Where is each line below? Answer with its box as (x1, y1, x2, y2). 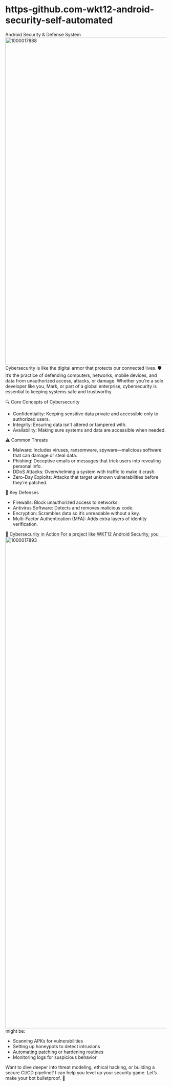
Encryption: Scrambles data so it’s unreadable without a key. (12, 510, 140, 516)
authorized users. (12, 416, 50, 422)
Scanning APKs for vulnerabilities (12, 1038, 83, 1044)
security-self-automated (5, 14, 113, 26)
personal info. (12, 463, 42, 469)
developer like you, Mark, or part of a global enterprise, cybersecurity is (5, 383, 157, 389)
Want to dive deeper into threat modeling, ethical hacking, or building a (5, 1064, 155, 1070)
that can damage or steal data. (12, 452, 78, 458)
